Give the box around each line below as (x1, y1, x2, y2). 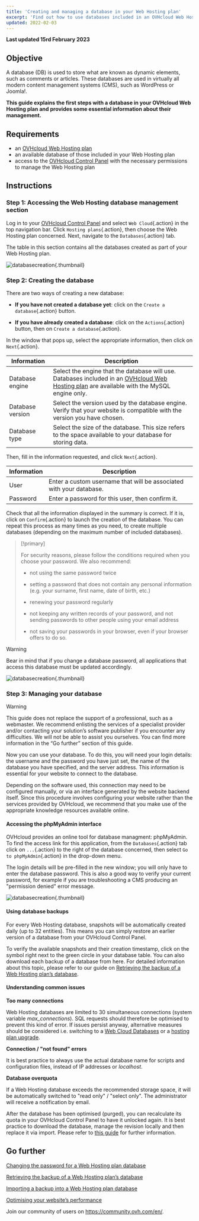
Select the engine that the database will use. (53, 367, 176, 375)
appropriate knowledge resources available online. (6, 807, 130, 814)
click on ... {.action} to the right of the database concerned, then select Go (6, 846, 188, 854)
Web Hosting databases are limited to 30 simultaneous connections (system (6, 1008, 192, 1015)
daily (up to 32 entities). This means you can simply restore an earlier (6, 927, 175, 934)
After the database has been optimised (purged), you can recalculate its (6, 1110, 182, 1117)
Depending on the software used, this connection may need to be (6, 782, 166, 789)
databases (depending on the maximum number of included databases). (6, 528, 182, 535)
